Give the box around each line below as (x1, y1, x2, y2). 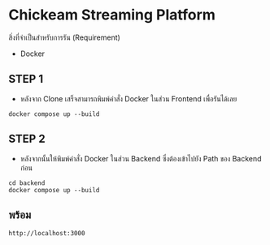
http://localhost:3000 (8, 230, 85, 238)
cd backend (8, 178, 46, 187)
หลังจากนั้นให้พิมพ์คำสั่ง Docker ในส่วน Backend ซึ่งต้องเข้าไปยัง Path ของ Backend (20, 153, 262, 163)
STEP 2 (8, 132, 46, 146)
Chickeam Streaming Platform (8, 6, 216, 24)
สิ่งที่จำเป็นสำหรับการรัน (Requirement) (8, 32, 120, 42)
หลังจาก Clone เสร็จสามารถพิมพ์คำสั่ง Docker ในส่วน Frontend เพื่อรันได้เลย (20, 93, 237, 103)
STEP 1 (8, 72, 44, 86)
